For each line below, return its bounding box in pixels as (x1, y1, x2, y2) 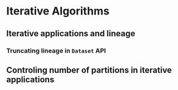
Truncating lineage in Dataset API (6, 47, 106, 55)
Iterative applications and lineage (6, 28, 135, 39)
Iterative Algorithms (6, 4, 110, 18)
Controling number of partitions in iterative (6, 65, 172, 75)
